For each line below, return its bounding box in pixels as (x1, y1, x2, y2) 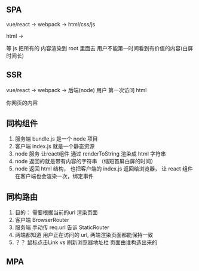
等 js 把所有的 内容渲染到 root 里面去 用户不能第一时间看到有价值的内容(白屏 (6, 44, 193, 51)
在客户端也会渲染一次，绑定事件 (14, 173, 94, 180)
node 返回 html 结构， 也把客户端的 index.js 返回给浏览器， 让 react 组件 (14, 165, 193, 172)
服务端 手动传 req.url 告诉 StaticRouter (14, 224, 109, 231)
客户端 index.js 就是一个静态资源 (14, 143, 95, 150)
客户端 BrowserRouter (14, 217, 69, 224)
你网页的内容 (6, 99, 38, 106)
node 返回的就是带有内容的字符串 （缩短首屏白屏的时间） (14, 158, 157, 165)
